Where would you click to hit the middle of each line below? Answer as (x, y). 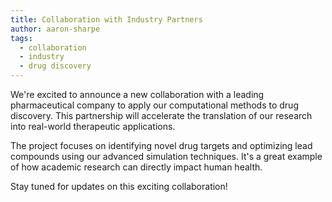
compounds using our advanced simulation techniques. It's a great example (166, 156)
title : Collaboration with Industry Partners (106, 19)
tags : (21, 38)
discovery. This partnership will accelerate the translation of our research (161, 115)
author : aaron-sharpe (55, 29)
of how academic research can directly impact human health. (136, 167)
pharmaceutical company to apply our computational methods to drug (154, 105)
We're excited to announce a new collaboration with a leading (137, 94)
